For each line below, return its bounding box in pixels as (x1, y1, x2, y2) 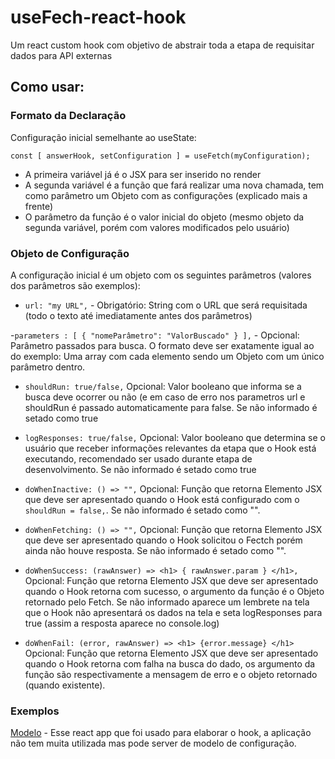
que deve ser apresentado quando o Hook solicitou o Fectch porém (24, 534, 303, 546)
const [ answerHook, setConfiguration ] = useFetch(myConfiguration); (10, 151, 311, 161)
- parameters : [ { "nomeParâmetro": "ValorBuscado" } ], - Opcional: (10, 329, 300, 341)
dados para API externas (10, 49, 113, 61)
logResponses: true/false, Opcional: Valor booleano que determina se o (24, 431, 326, 443)
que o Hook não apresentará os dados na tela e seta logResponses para (24, 606, 323, 618)
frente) (24, 200, 54, 212)
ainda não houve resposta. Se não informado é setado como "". (24, 544, 287, 556)
